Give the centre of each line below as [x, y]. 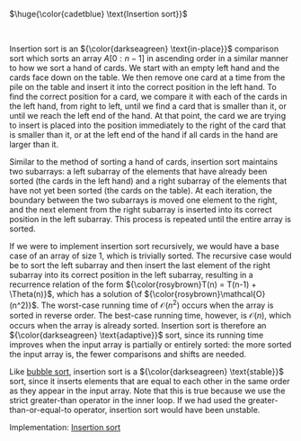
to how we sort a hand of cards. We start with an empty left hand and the [145, 68]
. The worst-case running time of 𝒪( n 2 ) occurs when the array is [155, 304]
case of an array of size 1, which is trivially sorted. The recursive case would [150, 256]
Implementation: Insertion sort [65, 427]
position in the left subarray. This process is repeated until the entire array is [150, 219]
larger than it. [34, 144]
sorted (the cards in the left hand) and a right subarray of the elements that [148, 181]
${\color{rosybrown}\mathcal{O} [205, 294]
